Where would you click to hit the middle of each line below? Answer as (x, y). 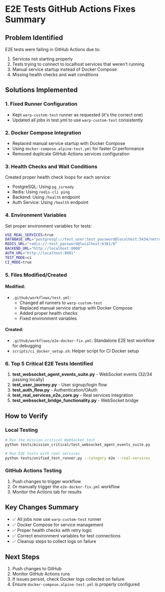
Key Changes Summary (42, 507)
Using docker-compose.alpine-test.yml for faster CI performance (78, 148)
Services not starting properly (42, 59)
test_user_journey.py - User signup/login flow (59, 385)
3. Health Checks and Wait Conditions (51, 167)
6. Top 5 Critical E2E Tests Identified (49, 364)
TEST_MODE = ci (18, 257)
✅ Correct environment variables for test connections (66, 536)
